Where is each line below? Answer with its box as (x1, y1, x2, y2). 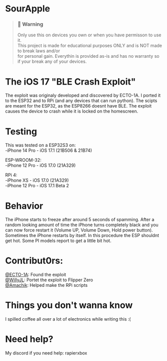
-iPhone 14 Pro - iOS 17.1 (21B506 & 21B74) (5, 147, 92, 153)
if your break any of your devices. (17, 58, 87, 65)
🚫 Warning (17, 21, 43, 28)
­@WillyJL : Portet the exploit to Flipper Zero (5, 277, 93, 283)
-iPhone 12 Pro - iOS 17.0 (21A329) (5, 162, 76, 168)
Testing (5, 125, 37, 137)
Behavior (5, 200, 43, 212)
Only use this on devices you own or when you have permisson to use (17, 32, 162, 38)
